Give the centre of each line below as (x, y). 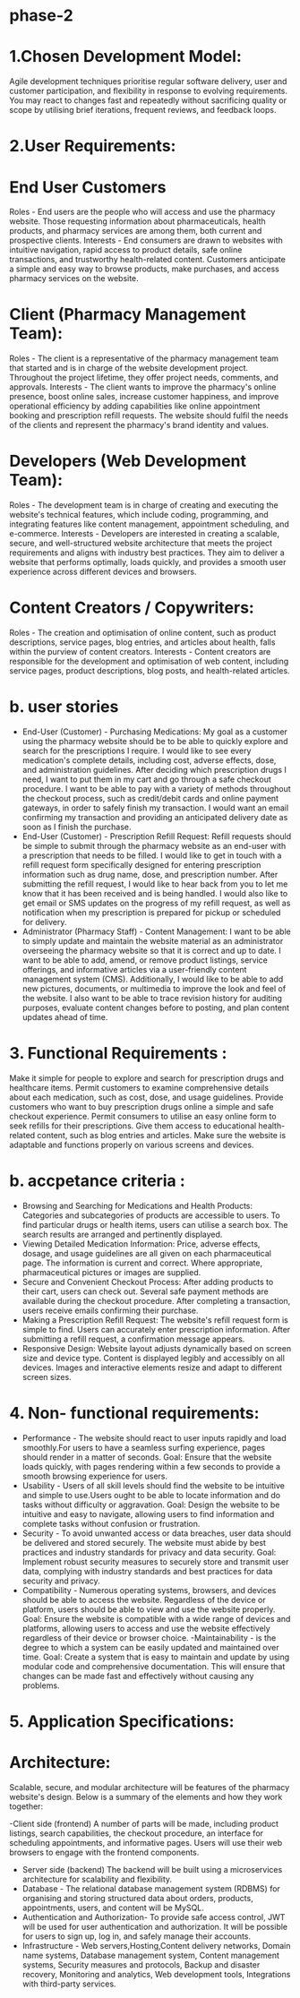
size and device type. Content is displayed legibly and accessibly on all (153, 1358)
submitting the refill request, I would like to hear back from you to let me (155, 884)
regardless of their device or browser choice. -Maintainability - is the (149, 1638)
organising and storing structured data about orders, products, (137, 1898)
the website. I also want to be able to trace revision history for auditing (152, 998)
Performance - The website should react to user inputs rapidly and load (154, 1437)
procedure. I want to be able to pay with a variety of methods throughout (156, 789)
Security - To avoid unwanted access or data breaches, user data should (157, 1533)
